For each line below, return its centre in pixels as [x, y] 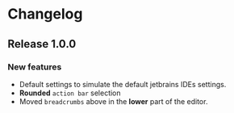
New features [35, 67]
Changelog [45, 14]
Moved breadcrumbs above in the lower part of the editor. [113, 101]
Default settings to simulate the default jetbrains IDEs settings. [123, 84]
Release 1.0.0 [42, 44]
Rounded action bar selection [70, 93]
